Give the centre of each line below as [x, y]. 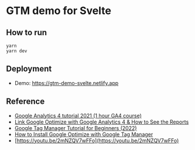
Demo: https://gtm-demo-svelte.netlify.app [66, 83]
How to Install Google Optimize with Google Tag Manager [84, 134]
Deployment [29, 69]
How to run [27, 33]
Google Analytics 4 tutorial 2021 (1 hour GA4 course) [78, 115]
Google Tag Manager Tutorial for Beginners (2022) [76, 128]
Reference [25, 102]
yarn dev [17, 51]
